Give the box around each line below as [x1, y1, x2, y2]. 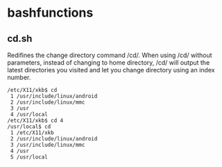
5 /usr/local [10, 154, 49, 161]
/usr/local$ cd [7, 123, 51, 130]
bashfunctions [7, 5, 94, 21]
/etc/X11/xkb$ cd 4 [7, 117, 64, 124]
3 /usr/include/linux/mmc [10, 141, 85, 148]
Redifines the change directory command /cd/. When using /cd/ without [7, 51, 213, 59]
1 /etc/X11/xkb [10, 129, 54, 136]
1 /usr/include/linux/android [10, 93, 98, 100]
